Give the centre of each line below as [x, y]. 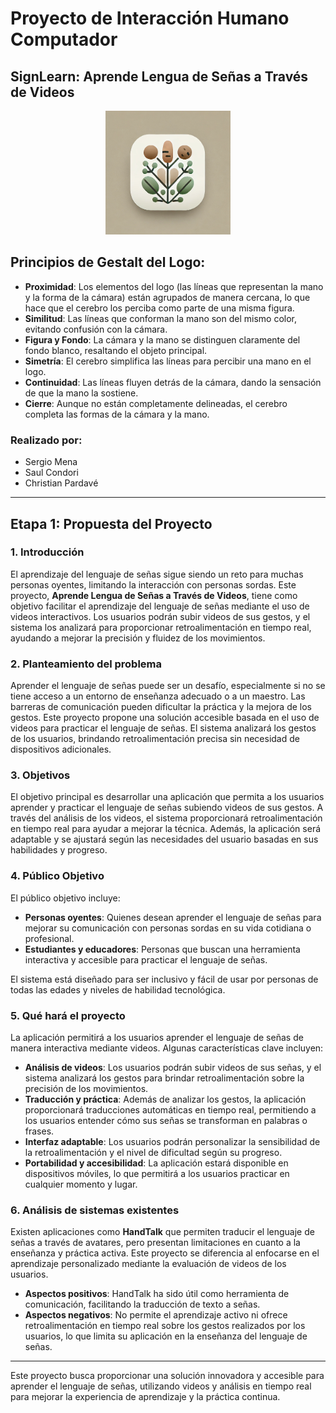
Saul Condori [51, 473]
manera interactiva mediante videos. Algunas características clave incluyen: [167, 1048]
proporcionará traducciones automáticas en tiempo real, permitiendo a [170, 1110]
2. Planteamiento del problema [86, 664]
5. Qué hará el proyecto [68, 1015]
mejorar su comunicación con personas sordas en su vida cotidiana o [168, 928]
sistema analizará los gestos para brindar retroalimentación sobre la [164, 1078]
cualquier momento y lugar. [81, 1184]
